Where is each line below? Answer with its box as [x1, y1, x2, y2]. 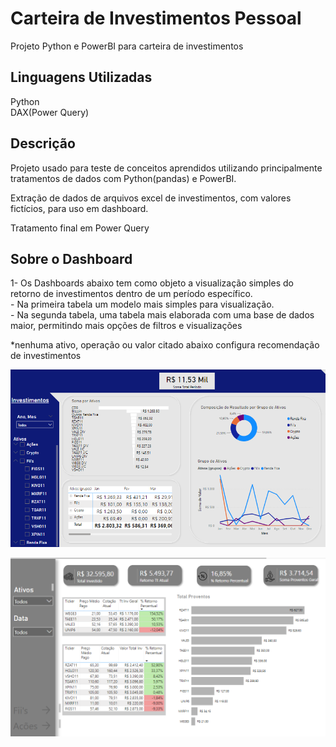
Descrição [10, 135, 76, 152]
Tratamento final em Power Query [10, 222, 150, 234]
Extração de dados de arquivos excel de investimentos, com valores [10, 192, 292, 204]
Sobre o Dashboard [10, 250, 133, 267]
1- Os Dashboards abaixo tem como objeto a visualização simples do [10, 277, 294, 289]
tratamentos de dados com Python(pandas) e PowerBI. [10, 172, 237, 184]
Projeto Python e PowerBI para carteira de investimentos [10, 40, 244, 52]
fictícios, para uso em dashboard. [10, 202, 149, 214]
